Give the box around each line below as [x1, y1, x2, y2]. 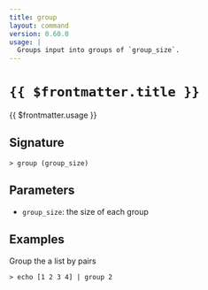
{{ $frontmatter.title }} [9, 84, 200, 101]
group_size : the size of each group [21, 206, 149, 217]
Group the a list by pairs [9, 256, 96, 266]
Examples [9, 232, 65, 248]
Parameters [9, 183, 75, 198]
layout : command [9, 21, 69, 30]
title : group [9, 12, 58, 22]
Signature [9, 135, 65, 150]
